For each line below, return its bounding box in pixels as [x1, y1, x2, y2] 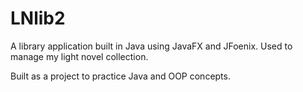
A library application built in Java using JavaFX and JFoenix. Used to [10, 40, 293, 52]
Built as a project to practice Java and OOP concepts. [10, 70, 231, 82]
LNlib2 [10, 7, 66, 30]
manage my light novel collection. [10, 50, 149, 62]
